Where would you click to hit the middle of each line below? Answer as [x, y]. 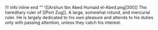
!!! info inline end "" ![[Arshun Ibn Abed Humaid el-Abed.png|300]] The [76, 7]
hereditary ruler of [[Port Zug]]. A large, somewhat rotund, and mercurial [78, 12]
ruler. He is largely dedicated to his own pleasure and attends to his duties [79, 17]
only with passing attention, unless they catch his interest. [63, 22]
